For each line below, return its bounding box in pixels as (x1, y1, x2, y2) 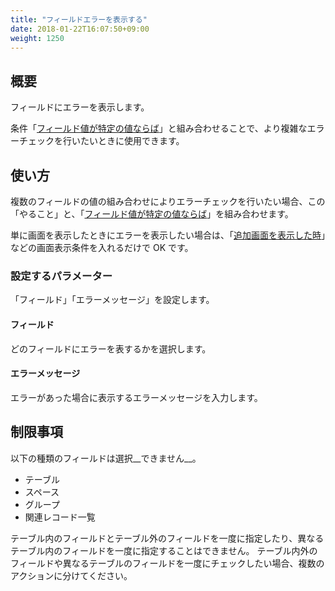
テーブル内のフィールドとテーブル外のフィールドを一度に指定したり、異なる (10, 532, 325, 544)
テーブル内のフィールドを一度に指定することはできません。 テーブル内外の (10, 544, 318, 556)
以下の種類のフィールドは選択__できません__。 (10, 452, 202, 464)
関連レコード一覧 (24, 511, 96, 523)
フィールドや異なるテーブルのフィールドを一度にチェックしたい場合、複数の (10, 557, 325, 569)
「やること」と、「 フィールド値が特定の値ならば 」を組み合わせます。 (10, 208, 294, 220)
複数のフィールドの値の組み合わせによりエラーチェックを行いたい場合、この (10, 196, 326, 207)
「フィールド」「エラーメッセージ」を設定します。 (10, 294, 215, 306)
